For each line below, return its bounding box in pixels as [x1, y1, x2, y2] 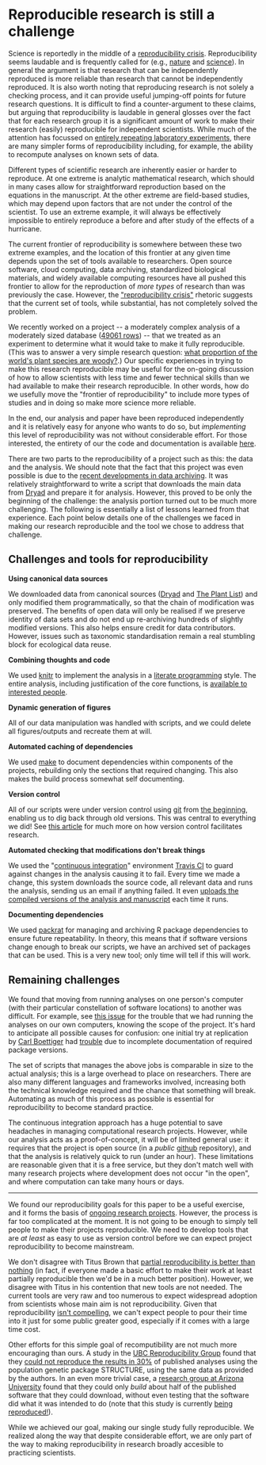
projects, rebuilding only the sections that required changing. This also [8, 765, 239, 775]
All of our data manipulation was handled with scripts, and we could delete [8, 717, 252, 727]
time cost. [8, 1324, 41, 1333]
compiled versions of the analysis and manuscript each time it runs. [8, 894, 229, 904]
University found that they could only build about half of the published [8, 1382, 237, 1391]
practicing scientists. [8, 1448, 77, 1457]
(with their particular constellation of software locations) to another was [8, 1003, 242, 1012]
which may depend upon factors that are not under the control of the [8, 198, 233, 208]
